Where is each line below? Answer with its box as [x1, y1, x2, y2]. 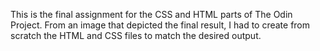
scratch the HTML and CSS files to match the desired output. [10, 30, 262, 41]
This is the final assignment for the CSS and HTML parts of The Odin [10, 9, 293, 20]
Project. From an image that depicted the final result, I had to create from [10, 19, 311, 31]
